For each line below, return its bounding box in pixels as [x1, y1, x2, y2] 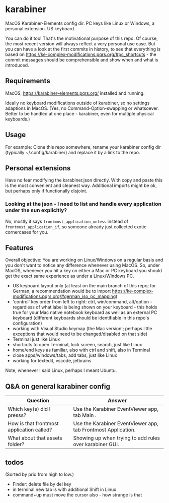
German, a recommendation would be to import [12, 288, 111, 294]
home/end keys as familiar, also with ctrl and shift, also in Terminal [12, 347, 150, 353]
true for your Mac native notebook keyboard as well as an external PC [12, 309, 157, 316]
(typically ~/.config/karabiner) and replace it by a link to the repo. [5, 149, 140, 155]
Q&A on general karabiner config [5, 382, 111, 391]
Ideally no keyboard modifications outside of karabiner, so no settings [5, 100, 150, 106]
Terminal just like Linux [12, 336, 60, 342]
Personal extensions [5, 164, 71, 172]
